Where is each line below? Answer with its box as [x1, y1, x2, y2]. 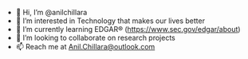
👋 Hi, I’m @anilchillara [15, 8, 88, 17]
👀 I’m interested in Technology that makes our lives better [15, 16, 206, 26]
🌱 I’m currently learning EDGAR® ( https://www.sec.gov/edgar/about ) [15, 25, 241, 33]
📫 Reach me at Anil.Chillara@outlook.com [15, 42, 155, 51]
